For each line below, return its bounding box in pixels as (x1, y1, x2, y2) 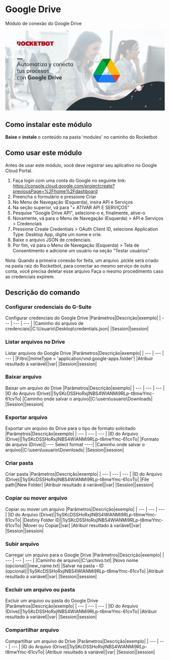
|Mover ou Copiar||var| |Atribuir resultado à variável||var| (22, 522, 142, 529)
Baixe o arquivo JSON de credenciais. (12, 237, 92, 243)
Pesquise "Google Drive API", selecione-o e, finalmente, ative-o (12, 210, 146, 216)
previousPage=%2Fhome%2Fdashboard (12, 188, 98, 194)
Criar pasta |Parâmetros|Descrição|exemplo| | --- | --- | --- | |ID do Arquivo (5, 471, 163, 477)
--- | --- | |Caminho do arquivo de (13, 320, 84, 326)
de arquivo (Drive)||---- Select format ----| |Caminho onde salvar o (5, 442, 145, 448)
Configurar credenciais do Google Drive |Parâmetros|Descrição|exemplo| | (5, 315, 161, 321)
